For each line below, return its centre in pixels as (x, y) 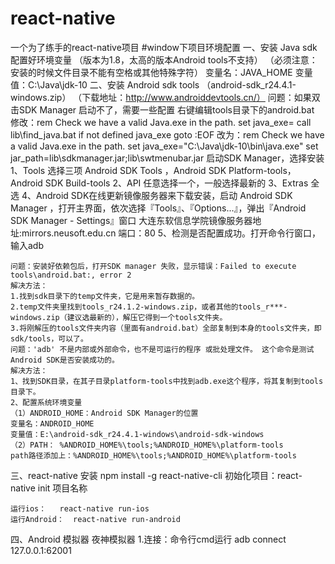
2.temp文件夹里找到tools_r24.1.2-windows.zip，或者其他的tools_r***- (149, 307)
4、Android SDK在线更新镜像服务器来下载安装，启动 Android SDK (157, 195)
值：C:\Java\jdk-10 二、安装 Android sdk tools (105, 84)
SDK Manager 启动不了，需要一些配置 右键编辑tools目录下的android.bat (166, 109)
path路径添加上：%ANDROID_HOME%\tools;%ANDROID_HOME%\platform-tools (153, 455)
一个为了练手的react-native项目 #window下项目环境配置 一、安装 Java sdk (164, 47)
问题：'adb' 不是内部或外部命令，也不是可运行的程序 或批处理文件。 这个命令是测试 (162, 349)
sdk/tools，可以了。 (49, 338)
